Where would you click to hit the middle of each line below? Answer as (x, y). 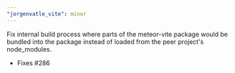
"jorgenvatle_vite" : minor (47, 14)
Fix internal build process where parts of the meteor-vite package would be (117, 34)
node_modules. (29, 49)
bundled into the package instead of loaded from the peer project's (105, 41)
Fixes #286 (33, 63)
